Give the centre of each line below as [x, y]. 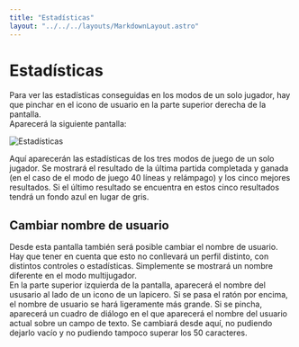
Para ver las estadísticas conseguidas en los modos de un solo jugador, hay [150, 95]
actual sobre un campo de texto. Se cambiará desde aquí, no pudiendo [141, 324]
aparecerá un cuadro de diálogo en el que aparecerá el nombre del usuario [149, 314]
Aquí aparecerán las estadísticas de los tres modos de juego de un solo [142, 159]
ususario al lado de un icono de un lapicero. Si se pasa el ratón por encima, [149, 295]
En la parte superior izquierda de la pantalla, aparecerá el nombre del [137, 285]
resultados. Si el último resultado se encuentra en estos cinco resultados [145, 187]
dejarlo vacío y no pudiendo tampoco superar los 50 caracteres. [128, 333]
